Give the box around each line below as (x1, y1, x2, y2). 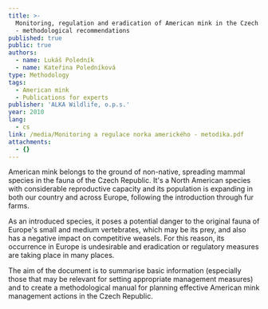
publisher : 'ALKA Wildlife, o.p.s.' (8, 101, 130, 109)
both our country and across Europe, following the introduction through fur (8, 192, 254, 202)
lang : (8, 116, 26, 124)
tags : (8, 78, 26, 86)
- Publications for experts (15, 93, 109, 101)
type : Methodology (8, 71, 69, 79)
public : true (8, 42, 52, 50)
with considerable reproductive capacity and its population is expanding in (8, 184, 254, 194)
